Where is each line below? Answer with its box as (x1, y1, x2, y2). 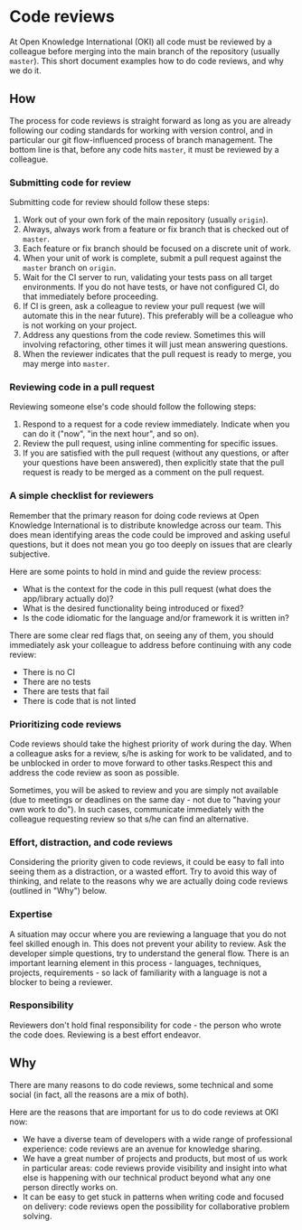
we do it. (9, 65, 42, 76)
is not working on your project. (22, 320, 137, 331)
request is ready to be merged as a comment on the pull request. (22, 467, 265, 478)
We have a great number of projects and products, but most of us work (22, 1152, 288, 1163)
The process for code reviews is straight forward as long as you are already (9, 115, 291, 126)
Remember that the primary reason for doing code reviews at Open (9, 510, 260, 521)
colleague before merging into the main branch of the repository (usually (9, 45, 280, 56)
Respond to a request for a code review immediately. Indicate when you (22, 418, 290, 430)
